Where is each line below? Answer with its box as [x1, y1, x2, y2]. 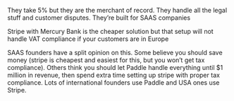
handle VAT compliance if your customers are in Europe [7, 35, 169, 43]
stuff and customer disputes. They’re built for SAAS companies [7, 13, 191, 22]
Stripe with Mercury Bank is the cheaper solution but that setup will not [7, 28, 214, 35]
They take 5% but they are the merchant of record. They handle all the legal [7, 6, 228, 14]
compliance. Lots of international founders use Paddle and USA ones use [7, 78, 220, 87]
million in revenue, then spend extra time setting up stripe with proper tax [7, 71, 221, 79]
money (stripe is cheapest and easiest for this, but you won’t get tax [7, 56, 205, 64]
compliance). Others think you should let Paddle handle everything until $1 [7, 64, 223, 71]
